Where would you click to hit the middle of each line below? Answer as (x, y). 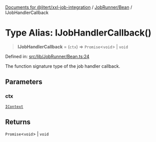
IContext (14, 107)
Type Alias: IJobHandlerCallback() (78, 33)
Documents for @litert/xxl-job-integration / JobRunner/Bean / (69, 7)
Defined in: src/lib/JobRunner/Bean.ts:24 (47, 56)
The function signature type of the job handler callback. (63, 66)
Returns (18, 122)
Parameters (24, 82)
